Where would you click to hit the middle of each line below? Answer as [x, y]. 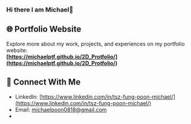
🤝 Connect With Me [44, 82]
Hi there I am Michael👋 [40, 10]
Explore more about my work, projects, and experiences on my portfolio [96, 44]
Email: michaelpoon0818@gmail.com [61, 109]
